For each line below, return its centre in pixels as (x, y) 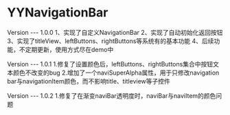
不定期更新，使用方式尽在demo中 (66, 49)
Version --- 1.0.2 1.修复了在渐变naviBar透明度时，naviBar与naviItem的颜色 (112, 95)
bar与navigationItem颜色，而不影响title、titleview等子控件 (89, 81)
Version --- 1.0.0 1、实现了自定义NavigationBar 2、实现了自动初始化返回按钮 (115, 32)
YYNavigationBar (58, 13)
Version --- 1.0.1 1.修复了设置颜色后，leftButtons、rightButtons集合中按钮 (110, 64)
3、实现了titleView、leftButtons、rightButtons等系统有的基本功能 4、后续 (111, 41)
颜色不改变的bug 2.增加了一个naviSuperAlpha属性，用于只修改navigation (116, 73)
